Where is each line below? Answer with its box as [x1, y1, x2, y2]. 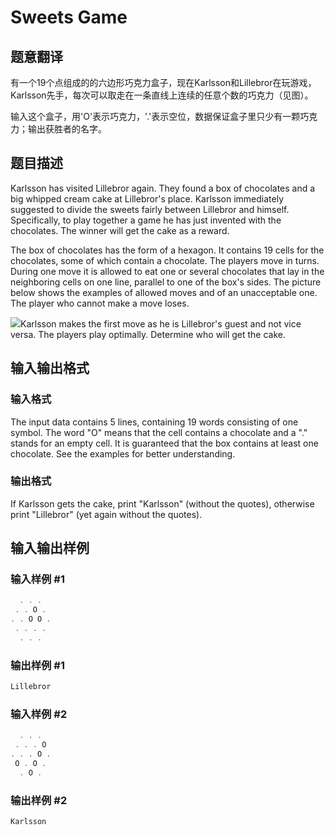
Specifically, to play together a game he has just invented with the [10, 214, 282, 226]
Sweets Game [10, 6, 128, 29]
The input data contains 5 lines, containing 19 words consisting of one [10, 416, 299, 428]
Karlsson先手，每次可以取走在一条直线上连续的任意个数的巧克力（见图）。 [10, 89, 314, 101]
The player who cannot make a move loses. [10, 297, 190, 309]
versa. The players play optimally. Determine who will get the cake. [10, 328, 287, 340]
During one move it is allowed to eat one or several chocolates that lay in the [10, 265, 325, 277]
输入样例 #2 [10, 707, 68, 721]
